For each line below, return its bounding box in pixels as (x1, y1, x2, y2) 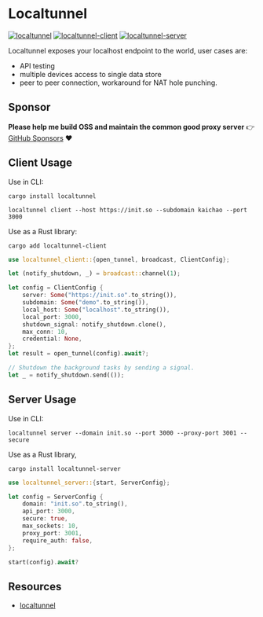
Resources (8, 579, 62, 593)
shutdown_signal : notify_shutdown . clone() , (22, 320, 167, 329)
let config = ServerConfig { (8, 493, 104, 501)
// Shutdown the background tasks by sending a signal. (8, 364, 195, 372)
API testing (19, 61, 55, 71)
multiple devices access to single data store (19, 69, 163, 79)
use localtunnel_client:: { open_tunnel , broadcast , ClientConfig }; (8, 255, 230, 263)
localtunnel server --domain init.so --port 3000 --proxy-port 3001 (8, 429, 237, 437)
